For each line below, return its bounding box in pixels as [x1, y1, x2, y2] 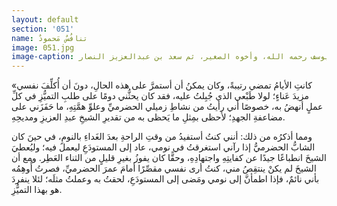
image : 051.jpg [11, 42, 75, 53]
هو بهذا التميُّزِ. [11, 184, 63, 196]
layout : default [11, 14, 79, 25]
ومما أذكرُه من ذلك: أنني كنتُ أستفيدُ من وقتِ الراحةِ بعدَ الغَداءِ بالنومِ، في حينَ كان [11, 131, 313, 143]
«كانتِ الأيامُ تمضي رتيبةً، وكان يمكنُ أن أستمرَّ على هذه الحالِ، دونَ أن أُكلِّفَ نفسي [11, 79, 313, 91]
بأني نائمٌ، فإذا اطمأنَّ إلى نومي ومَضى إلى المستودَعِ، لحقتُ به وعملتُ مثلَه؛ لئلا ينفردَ [11, 173, 320, 185]
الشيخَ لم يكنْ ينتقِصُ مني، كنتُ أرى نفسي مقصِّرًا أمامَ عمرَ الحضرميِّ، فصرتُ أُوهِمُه [11, 162, 317, 175]
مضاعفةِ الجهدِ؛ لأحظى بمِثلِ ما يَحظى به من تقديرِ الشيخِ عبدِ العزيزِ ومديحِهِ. [11, 111, 286, 123]
